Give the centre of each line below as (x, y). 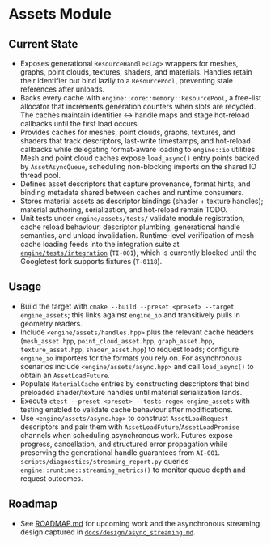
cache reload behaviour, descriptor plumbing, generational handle (130, 227)
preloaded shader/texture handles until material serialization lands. (131, 392)
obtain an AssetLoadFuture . (65, 375)
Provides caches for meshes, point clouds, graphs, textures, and (128, 132)
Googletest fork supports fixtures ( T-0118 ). (91, 261)
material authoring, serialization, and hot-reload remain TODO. (124, 210)
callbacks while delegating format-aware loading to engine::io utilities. (138, 149)
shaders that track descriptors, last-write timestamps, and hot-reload (135, 141)
